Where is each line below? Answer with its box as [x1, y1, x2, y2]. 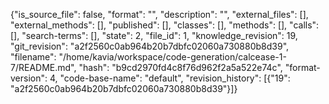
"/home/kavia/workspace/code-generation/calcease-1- [58, 51, 287, 63]
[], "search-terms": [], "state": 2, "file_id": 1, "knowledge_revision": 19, [10, 30, 298, 41]
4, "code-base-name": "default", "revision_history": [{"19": [49, 72, 291, 84]
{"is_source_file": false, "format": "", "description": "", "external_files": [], [10, 9, 309, 20]
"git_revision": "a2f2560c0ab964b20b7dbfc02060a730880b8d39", [10, 40, 290, 52]
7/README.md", [10, 62, 77, 73]
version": [10, 72, 48, 84]
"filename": [10, 51, 57, 63]
